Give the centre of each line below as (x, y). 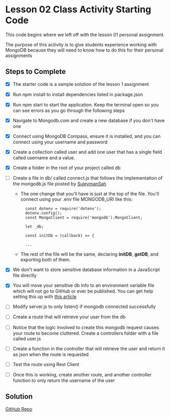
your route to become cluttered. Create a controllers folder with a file (86, 333)
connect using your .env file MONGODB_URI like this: (76, 200)
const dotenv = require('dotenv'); (63, 209)
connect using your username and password (60, 142)
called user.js (27, 338)
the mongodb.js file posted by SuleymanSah (60, 184)
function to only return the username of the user (64, 380)
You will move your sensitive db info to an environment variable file (83, 285)
